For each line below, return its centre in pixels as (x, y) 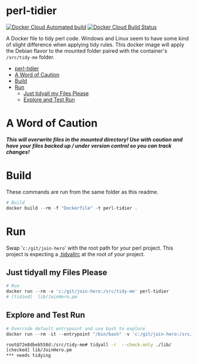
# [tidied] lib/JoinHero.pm (42, 297)
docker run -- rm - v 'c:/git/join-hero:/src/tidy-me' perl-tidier (87, 291)
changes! (18, 152)
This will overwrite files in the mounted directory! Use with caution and (94, 140)
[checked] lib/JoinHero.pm (39, 350)
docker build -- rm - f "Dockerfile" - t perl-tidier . (72, 208)
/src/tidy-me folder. (30, 57)
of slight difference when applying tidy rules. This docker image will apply (95, 45)
